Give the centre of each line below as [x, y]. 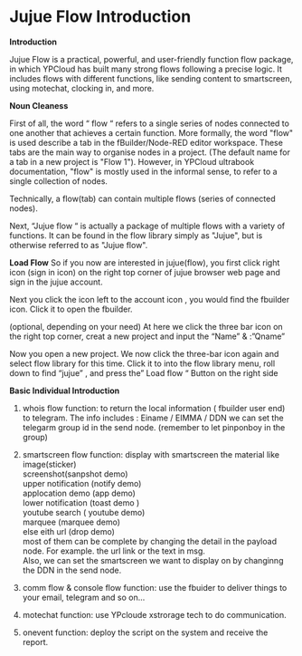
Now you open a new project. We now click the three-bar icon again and [144, 353]
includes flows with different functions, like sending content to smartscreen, [151, 78]
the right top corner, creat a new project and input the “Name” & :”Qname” [147, 336]
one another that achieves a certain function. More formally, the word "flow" [151, 132]
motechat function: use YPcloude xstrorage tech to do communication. [154, 614]
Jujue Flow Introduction [100, 17]
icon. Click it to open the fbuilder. [71, 309]
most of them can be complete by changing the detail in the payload [150, 541]
